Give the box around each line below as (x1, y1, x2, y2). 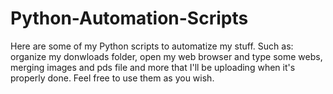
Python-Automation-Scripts (10, 7, 249, 30)
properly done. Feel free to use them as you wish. (10, 72, 215, 84)
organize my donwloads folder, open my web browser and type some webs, (10, 50, 323, 62)
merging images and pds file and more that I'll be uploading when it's (10, 61, 296, 73)
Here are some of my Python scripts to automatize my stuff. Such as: (10, 40, 294, 52)
